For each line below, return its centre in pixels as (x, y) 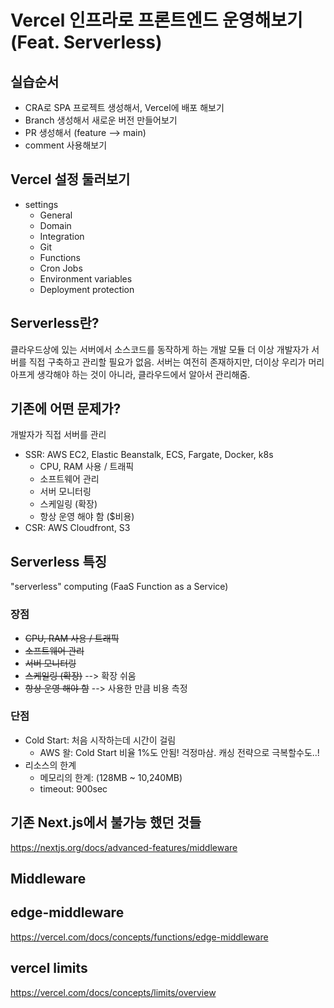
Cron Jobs (61, 268)
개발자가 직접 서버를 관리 (58, 435)
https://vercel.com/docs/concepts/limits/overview (113, 992)
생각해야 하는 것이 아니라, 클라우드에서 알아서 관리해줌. (143, 374)
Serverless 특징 (59, 561)
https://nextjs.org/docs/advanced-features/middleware (124, 847)
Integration (62, 236)
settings (41, 204)
